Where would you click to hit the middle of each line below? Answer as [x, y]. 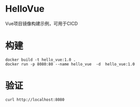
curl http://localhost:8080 [35, 99]
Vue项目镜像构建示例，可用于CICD [42, 23]
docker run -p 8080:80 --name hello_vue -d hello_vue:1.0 [70, 64]
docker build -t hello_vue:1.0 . [41, 60]
